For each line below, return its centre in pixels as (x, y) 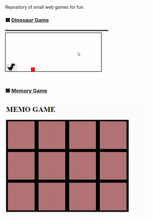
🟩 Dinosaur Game (27, 20)
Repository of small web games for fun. (45, 7)
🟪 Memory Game (26, 91)
